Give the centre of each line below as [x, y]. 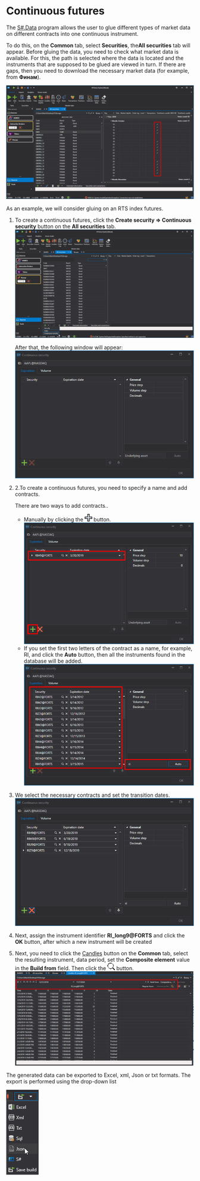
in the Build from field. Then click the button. [74, 968]
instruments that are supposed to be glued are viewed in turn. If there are [96, 64]
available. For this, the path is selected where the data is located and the [95, 58]
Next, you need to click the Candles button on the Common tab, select [101, 953]
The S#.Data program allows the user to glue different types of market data [98, 27]
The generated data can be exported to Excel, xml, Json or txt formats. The [99, 1075]
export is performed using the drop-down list [61, 1081]
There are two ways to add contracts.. [62, 505]
